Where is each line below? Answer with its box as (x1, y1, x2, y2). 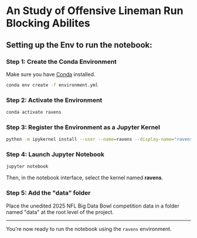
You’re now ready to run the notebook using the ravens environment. (6, 225, 172, 232)
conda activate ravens (6, 110, 62, 115)
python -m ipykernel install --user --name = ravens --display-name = (6, 137, 175, 142)
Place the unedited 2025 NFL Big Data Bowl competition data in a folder (6, 202, 180, 209)
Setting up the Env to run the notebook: (6, 40, 152, 50)
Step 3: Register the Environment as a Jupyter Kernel (6, 123, 160, 131)
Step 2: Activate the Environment (6, 96, 103, 104)
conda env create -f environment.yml (6, 82, 98, 88)
